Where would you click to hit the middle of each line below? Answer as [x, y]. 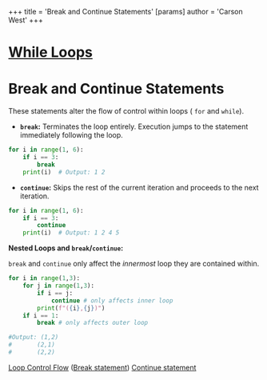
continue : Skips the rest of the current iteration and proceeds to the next [139, 187]
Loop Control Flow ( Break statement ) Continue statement [102, 367]
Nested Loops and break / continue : [66, 248]
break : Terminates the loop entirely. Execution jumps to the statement [134, 126]
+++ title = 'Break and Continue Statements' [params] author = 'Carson [126, 12]
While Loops [51, 52]
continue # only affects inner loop [112, 300]
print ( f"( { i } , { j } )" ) [71, 308]
